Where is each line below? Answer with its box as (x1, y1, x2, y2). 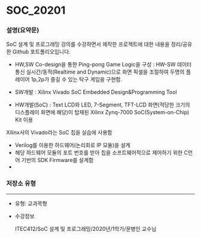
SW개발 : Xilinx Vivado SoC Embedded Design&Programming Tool (14, 89, 178, 96)
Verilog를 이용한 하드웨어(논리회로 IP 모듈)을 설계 (14, 142, 130, 149)
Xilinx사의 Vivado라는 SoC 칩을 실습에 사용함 (6, 129, 112, 136)
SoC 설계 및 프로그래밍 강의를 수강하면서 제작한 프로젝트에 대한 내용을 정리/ (6, 41, 183, 48)
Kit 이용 (14, 116, 33, 123)
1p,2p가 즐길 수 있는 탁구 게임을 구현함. (31, 76, 123, 83)
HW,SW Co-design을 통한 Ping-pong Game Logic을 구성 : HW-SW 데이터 (14, 61, 192, 68)
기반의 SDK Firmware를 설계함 (21, 157, 94, 164)
